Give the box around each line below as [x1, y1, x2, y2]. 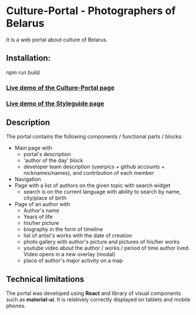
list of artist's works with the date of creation [23, 232, 132, 239]
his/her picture [23, 220, 59, 227]
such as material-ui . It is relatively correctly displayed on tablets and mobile [6, 296, 191, 303]
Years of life [23, 213, 53, 220]
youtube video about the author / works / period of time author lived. [23, 244, 190, 251]
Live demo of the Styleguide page [6, 99, 105, 107]
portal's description [23, 151, 71, 158]
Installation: [6, 53, 51, 63]
